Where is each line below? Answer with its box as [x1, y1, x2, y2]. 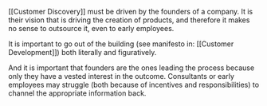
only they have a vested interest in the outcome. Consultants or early [8, 72, 235, 80]
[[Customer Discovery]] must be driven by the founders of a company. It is [8, 7, 253, 16]
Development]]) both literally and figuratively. [8, 48, 157, 57]
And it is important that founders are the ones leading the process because [8, 63, 255, 73]
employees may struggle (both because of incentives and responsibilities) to [8, 80, 260, 89]
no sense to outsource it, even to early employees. [8, 24, 175, 33]
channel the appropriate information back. [8, 88, 147, 98]
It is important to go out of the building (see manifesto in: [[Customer [8, 39, 234, 49]
